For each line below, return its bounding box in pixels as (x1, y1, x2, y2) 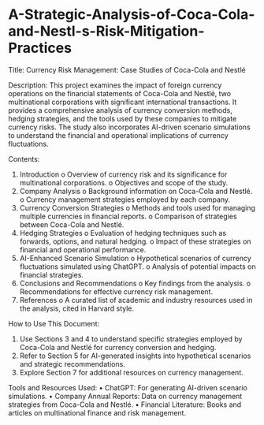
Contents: (8, 154, 40, 163)
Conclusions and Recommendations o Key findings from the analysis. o (19, 278, 251, 288)
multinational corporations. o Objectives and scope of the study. (19, 177, 229, 187)
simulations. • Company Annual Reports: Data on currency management (8, 391, 243, 401)
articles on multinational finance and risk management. (8, 408, 187, 417)
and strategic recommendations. (19, 359, 126, 368)
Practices (8, 39, 73, 57)
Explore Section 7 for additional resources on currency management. (19, 367, 244, 377)
